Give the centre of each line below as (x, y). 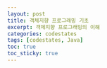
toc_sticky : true (33, 54)
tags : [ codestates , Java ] (45, 40)
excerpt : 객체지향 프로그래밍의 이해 (54, 27)
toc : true (22, 47)
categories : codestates (42, 34)
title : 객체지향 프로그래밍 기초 (48, 21)
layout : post (26, 14)
